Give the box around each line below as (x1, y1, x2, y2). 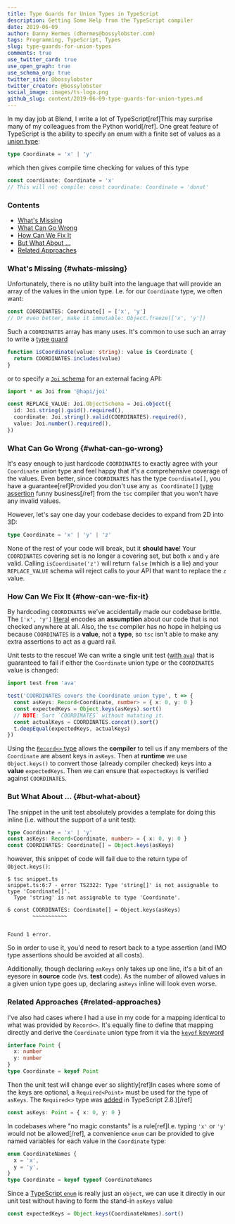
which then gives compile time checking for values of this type (7, 163, 189, 172)
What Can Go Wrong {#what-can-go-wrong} (7, 443, 164, 453)
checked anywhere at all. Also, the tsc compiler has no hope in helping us (7, 623, 222, 631)
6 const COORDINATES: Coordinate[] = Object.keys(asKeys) (7, 907, 181, 914)
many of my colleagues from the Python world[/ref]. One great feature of (7, 122, 219, 130)
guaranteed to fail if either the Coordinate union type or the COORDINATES (7, 658, 215, 667)
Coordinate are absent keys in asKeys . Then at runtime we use (7, 752, 188, 760)
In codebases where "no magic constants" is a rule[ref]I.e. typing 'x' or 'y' (7, 1121, 227, 1130)
